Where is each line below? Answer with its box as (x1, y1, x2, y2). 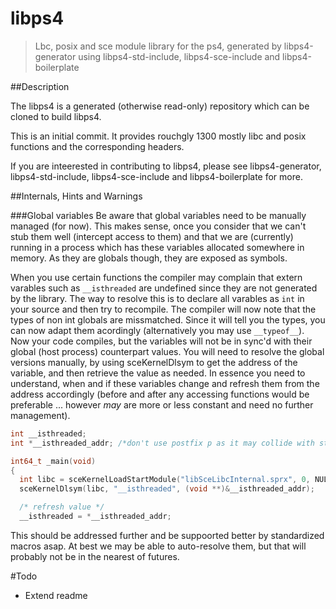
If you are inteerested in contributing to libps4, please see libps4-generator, (10, 160, 322, 172)
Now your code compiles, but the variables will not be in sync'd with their (10, 335, 313, 347)
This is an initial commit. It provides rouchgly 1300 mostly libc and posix (10, 130, 307, 142)
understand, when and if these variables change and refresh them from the (10, 377, 320, 389)
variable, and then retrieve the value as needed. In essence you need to (10, 367, 306, 379)
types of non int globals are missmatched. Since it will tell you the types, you (10, 313, 326, 326)
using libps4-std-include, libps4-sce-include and (78, 50, 281, 62)
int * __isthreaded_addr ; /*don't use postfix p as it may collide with (10, 438, 315, 448)
